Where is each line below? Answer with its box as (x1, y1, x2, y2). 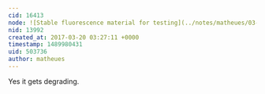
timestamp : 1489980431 (8, 41, 83, 49)
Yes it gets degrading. (8, 76, 80, 86)
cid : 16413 (8, 11, 44, 20)
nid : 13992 (8, 26, 44, 34)
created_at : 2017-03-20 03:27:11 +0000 (8, 33, 140, 42)
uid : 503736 (8, 48, 47, 56)
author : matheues (8, 56, 65, 63)
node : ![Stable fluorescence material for (8, 19, 150, 27)
